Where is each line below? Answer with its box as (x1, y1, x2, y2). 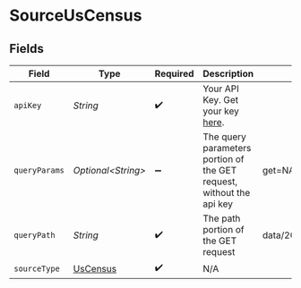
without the (202, 187, 251, 199)
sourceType (13, 263, 60, 274)
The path (202, 212, 241, 224)
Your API (202, 82, 240, 95)
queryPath (13, 230, 56, 240)
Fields (9, 41, 45, 56)
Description (202, 68, 254, 80)
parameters (202, 142, 252, 154)
